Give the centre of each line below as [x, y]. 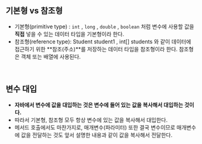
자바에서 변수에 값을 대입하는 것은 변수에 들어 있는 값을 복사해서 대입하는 [99, 105]
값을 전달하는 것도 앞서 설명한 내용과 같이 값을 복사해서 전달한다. [97, 135]
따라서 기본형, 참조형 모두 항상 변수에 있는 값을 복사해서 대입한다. [91, 120]
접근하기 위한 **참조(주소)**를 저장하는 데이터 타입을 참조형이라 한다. [96, 49]
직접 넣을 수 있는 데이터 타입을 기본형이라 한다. [69, 34]
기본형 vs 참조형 [34, 11]
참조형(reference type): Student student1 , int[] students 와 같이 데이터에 [103, 42]
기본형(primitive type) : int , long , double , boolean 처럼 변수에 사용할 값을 [104, 27]
